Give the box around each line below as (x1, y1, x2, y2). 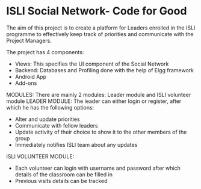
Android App (14, 73, 47, 80)
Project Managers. (6, 37, 52, 44)
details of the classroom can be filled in (14, 170, 113, 178)
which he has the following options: (6, 104, 94, 111)
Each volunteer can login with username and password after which (14, 164, 181, 172)
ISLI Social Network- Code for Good (6, 4, 187, 18)
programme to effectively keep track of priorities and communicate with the (6, 30, 194, 37)
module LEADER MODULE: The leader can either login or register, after (6, 98, 182, 105)
